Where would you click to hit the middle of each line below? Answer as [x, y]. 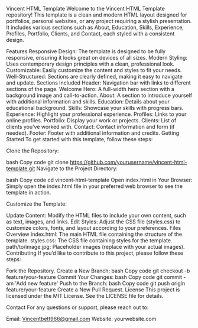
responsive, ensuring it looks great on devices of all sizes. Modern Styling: [97, 58]
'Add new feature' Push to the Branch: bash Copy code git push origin [100, 283]
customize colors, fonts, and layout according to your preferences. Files [94, 228]
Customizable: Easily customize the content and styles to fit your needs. [94, 70]
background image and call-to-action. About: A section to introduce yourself [99, 95]
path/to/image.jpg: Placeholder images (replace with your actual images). [95, 247]
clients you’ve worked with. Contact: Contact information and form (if [90, 127]
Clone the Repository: [33, 151]
